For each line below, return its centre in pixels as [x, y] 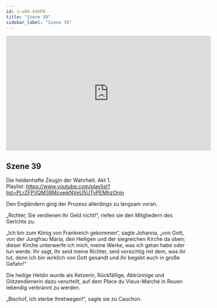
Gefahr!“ [16, 264]
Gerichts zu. [21, 222]
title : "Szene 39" [28, 17]
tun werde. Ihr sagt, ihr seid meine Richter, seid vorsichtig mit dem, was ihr [96, 251]
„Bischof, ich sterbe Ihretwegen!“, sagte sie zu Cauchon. [74, 299]
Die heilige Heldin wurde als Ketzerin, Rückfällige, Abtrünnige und [85, 275]
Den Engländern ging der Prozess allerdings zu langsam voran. [82, 204]
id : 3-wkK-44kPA [26, 11]
